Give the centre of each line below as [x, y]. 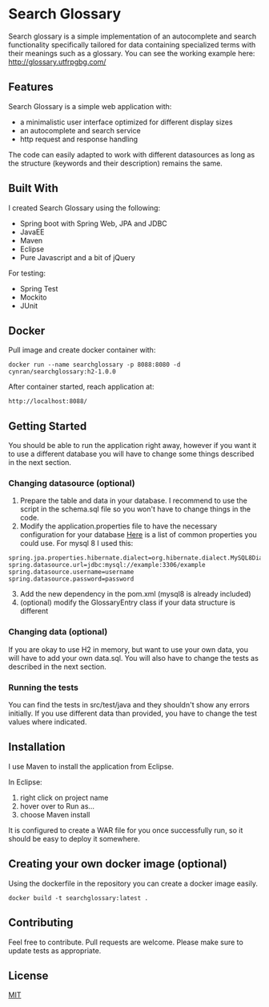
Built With [33, 188]
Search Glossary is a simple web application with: [90, 106]
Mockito [33, 297]
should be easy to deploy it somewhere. [74, 838]
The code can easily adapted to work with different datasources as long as [132, 154]
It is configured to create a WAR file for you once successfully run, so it [126, 830]
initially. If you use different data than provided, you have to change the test [133, 713]
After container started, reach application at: [81, 387]
